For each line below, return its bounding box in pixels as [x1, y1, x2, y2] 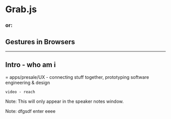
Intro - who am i [5, 61, 56, 69]
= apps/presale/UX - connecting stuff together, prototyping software [5, 74, 149, 80]
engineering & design [5, 79, 50, 85]
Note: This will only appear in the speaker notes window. [5, 98, 124, 104]
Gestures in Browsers [5, 37, 75, 46]
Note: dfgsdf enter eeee [5, 108, 56, 114]
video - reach [5, 89, 36, 95]
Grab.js [5, 4, 37, 15]
